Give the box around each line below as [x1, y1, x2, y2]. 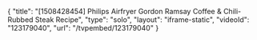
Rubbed [7, 15, 34, 24]
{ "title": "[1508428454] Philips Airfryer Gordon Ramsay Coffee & [7, 7, 222, 16]
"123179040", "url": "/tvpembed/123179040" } [7, 24, 159, 32]
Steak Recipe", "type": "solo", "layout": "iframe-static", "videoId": [34, 15, 250, 24]
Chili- [223, 7, 242, 16]
